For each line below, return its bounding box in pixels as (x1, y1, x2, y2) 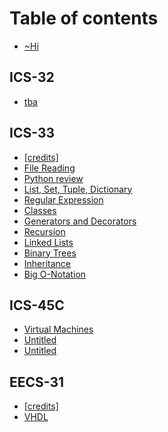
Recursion (23, 225, 66, 237)
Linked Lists (23, 236, 74, 248)
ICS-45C (9, 297, 65, 314)
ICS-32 (9, 69, 55, 86)
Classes (23, 204, 57, 216)
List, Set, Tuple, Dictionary (23, 183, 133, 195)
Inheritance (23, 257, 72, 269)
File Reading (23, 162, 76, 174)
